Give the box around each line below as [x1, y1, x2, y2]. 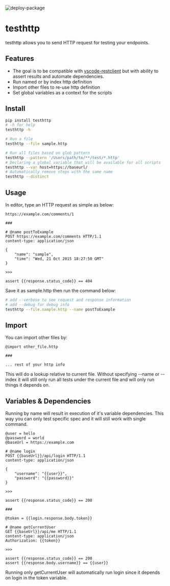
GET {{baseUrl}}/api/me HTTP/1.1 [5, 529, 77, 534]
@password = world [5, 436, 44, 441]
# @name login [5, 449, 36, 454]
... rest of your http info [5, 362, 65, 367]
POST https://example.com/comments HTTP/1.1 [5, 234, 102, 239]
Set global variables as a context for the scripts [12, 89, 112, 95]
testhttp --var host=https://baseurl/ [5, 165, 88, 170]
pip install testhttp [5, 118, 52, 123]
